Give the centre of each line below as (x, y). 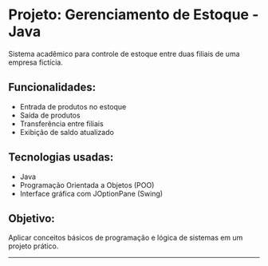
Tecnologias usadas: (61, 157)
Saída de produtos (50, 115)
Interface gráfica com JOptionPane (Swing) (91, 193)
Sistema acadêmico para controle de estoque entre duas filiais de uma (124, 54)
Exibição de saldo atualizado (67, 132)
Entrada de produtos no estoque (73, 106)
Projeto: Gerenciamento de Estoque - (134, 15)
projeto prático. (33, 246)
